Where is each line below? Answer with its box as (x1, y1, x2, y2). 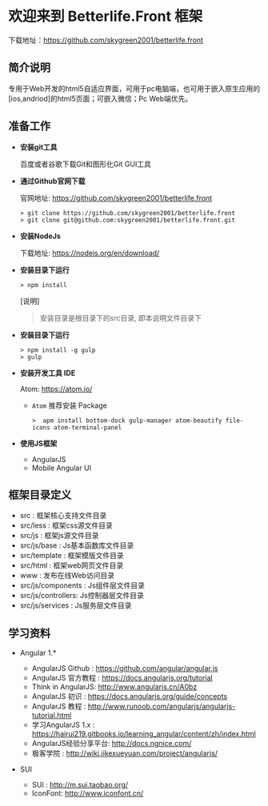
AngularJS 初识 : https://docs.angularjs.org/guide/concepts (31, 692, 228, 701)
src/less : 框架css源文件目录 (19, 521, 114, 530)
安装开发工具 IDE (19, 368, 76, 377)
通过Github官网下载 (19, 176, 86, 186)
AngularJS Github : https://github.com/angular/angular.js (31, 664, 218, 673)
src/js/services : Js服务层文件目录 (19, 601, 132, 610)
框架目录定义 (8, 488, 72, 501)
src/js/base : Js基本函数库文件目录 (19, 541, 134, 550)
